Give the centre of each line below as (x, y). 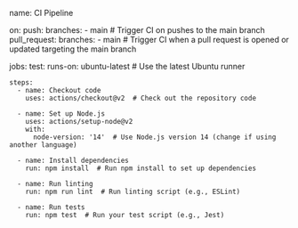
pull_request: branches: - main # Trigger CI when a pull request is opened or (149, 40)
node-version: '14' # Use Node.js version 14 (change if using (154, 137)
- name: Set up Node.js (61, 114)
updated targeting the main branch (73, 49)
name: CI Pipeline (41, 13)
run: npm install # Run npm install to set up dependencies (141, 168)
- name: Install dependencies (73, 160)
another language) (43, 145)
